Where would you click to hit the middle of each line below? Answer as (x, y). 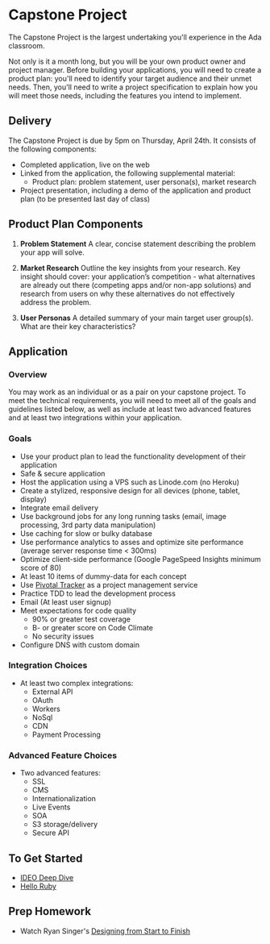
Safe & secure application (62, 473)
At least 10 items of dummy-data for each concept (103, 576)
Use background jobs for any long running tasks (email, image (123, 516)
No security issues (63, 636)
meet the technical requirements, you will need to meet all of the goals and (132, 401)
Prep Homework (50, 911)
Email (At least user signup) (65, 601)
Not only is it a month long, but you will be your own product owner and (127, 61)
